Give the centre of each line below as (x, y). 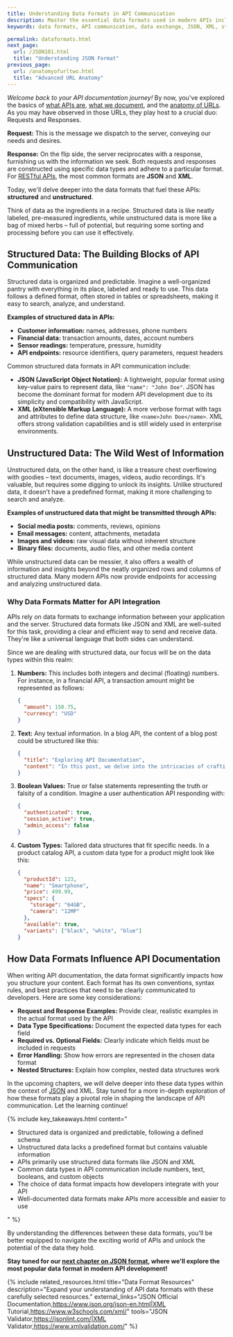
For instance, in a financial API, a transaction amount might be (106, 681)
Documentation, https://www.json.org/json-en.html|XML (87, 1304)
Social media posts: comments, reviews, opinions (89, 526)
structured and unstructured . (50, 197)
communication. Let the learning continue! (68, 1106)
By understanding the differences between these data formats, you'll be (110, 1233)
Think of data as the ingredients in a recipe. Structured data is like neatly (111, 210)
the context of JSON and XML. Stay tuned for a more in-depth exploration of (116, 1091)
